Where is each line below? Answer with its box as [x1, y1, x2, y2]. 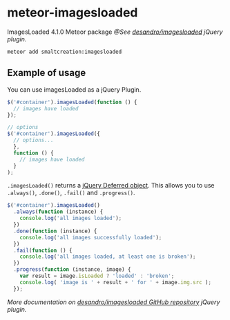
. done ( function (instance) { [13, 228, 97, 234]
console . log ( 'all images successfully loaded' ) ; [19, 234, 162, 241]
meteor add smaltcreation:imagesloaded [7, 48, 122, 55]
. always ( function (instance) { [13, 208, 104, 215]
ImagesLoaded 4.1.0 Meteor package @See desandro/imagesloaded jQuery [7, 28, 223, 36]
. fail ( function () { [13, 247, 73, 254]
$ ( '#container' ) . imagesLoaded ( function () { [7, 99, 137, 106]
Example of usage [7, 67, 86, 79]
